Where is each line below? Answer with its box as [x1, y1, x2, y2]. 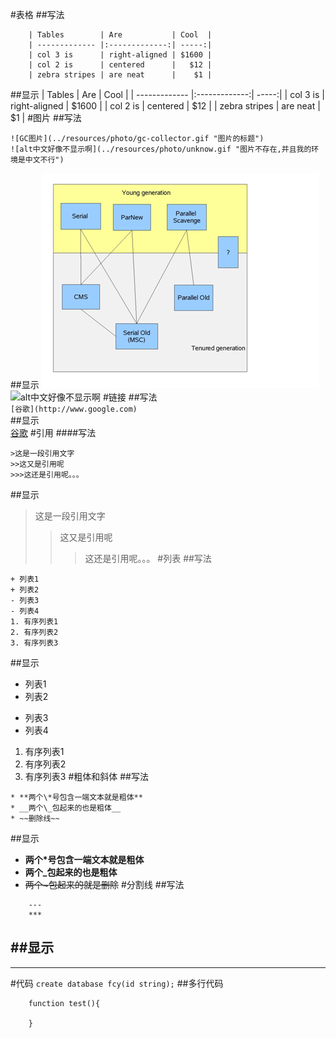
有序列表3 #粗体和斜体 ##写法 [24, 771, 149, 782]
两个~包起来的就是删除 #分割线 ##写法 [24, 879, 185, 890]
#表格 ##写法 [10, 9, 65, 20]
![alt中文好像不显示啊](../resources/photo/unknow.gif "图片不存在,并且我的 [10, 144, 312, 154]
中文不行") [24, 155, 65, 165]
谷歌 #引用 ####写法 [10, 427, 97, 438]
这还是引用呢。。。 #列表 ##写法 [84, 553, 212, 564]
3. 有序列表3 [10, 638, 59, 648]
